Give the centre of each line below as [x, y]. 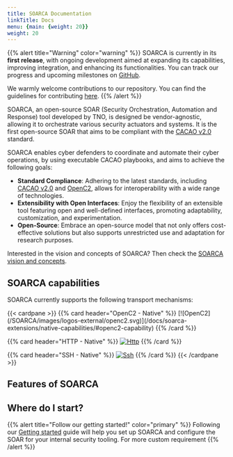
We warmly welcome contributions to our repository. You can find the [107, 88]
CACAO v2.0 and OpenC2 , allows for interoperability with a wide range [119, 188]
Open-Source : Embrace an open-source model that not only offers [113, 225]
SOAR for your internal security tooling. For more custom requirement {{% [113, 440]
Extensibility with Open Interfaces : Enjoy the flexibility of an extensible [120, 203]
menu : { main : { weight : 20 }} [48, 26]
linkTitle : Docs [31, 20]
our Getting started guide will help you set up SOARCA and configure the [111, 432]
